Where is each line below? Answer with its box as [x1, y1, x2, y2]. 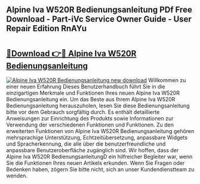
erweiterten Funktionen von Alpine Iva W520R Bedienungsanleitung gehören [6, 128, 195, 134]
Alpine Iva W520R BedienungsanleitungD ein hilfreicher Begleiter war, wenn [6, 153, 193, 160]
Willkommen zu [148, 77, 186, 83]
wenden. [6, 172, 28, 179]
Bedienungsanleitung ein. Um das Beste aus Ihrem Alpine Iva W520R [6, 96, 176, 102]
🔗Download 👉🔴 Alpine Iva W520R [6, 48, 137, 59]
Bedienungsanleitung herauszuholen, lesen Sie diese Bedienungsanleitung [6, 102, 190, 109]
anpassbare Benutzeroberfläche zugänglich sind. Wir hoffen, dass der [6, 147, 179, 153]
